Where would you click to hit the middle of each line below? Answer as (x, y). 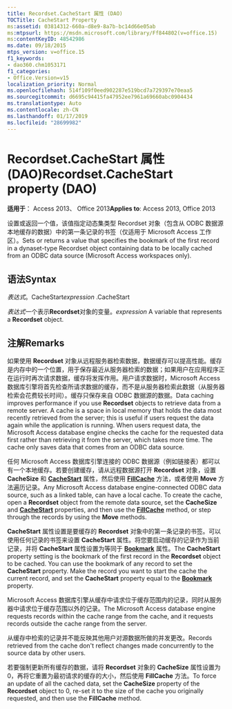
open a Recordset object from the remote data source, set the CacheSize (112, 503)
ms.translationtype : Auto (44, 104)
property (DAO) (52, 189)
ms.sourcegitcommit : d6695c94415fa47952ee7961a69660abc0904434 (100, 97)
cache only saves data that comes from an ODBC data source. (96, 447)
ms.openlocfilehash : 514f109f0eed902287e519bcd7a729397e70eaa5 (100, 90)
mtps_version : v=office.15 (46, 52)
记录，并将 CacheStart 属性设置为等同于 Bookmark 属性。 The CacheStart (114, 549)
